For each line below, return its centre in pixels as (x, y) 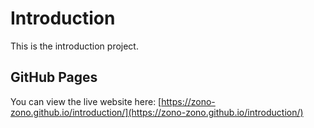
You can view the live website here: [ (86, 101)
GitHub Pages (54, 77)
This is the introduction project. (74, 46)
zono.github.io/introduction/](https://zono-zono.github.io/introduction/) (157, 112)
